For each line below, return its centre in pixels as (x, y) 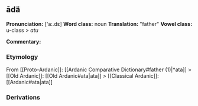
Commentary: (24, 41)
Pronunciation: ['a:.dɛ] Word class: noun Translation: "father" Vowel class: (99, 24)
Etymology (22, 57)
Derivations (23, 98)
